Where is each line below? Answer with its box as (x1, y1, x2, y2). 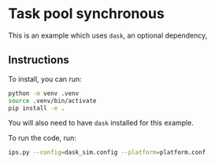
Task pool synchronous (8, 5, 165, 23)
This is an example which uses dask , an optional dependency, (8, 31, 208, 40)
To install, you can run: (8, 74, 82, 83)
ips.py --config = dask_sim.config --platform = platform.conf (8, 148, 206, 157)
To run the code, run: (8, 133, 76, 143)
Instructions (8, 53, 69, 67)
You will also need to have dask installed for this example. (8, 118, 195, 128)
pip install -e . (8, 104, 65, 112)
